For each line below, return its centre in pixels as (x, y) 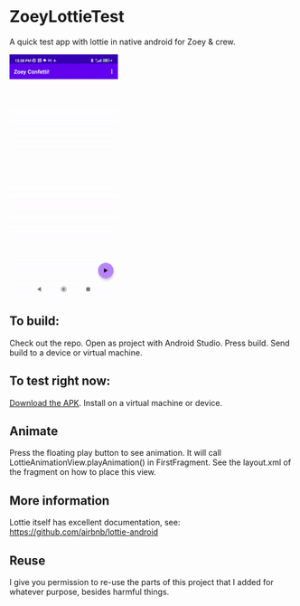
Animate (34, 431)
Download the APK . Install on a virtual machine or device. (116, 402)
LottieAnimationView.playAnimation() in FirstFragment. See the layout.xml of (150, 462)
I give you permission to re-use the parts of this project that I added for (141, 582)
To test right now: (60, 381)
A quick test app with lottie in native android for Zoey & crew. (123, 42)
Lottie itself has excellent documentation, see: (95, 523)
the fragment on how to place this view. (83, 472)
